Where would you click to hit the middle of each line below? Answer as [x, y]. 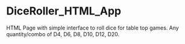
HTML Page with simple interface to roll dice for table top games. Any [92, 28]
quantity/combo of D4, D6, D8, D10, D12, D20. [63, 34]
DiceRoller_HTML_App [64, 11]
